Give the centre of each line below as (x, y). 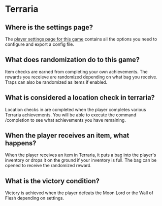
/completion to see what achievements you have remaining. (65, 120)
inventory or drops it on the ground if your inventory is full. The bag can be (81, 160)
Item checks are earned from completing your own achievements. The (76, 71)
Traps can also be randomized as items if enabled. (56, 82)
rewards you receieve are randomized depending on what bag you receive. (81, 77)
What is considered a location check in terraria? (80, 98)
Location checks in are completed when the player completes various (76, 109)
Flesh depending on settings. (34, 198)
